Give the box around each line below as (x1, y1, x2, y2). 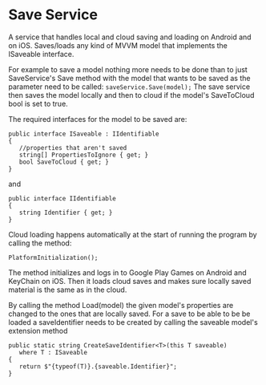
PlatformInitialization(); (8, 253, 99, 261)
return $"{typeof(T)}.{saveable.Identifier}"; (18, 363, 178, 371)
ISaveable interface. (8, 49, 75, 59)
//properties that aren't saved (18, 144, 127, 152)
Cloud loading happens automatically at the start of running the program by (8, 229, 258, 239)
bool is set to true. (8, 99, 68, 108)
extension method (8, 326, 68, 335)
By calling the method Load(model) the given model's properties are (8, 300, 234, 310)
